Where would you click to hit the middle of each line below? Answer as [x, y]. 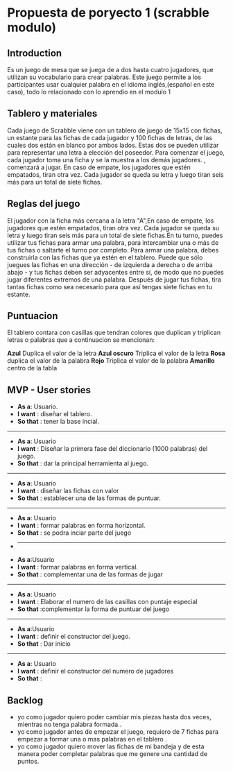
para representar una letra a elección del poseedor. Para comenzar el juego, [116, 152]
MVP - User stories [49, 390]
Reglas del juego [44, 204]
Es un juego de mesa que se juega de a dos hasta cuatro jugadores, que [110, 70]
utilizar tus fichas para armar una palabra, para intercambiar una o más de [113, 242]
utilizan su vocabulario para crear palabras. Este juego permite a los [104, 77]
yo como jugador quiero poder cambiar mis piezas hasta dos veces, [114, 717]
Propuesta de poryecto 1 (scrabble [108, 13]
